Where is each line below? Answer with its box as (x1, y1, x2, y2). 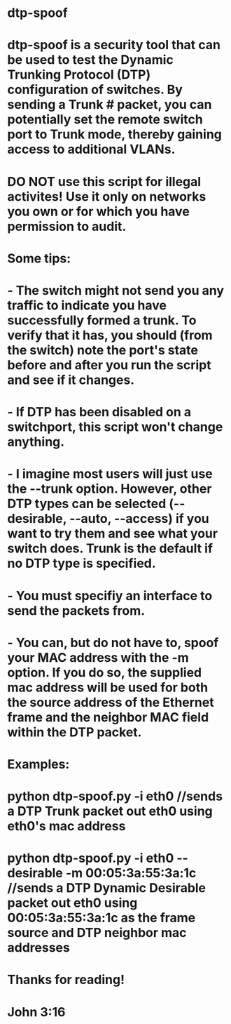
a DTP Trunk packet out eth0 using (7, 804, 213, 819)
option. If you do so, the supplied (7, 665, 202, 680)
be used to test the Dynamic (7, 52, 174, 68)
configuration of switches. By (7, 82, 183, 98)
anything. (7, 434, 65, 450)
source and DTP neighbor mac (7, 925, 187, 941)
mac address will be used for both (7, 679, 209, 696)
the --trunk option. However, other (7, 481, 212, 497)
